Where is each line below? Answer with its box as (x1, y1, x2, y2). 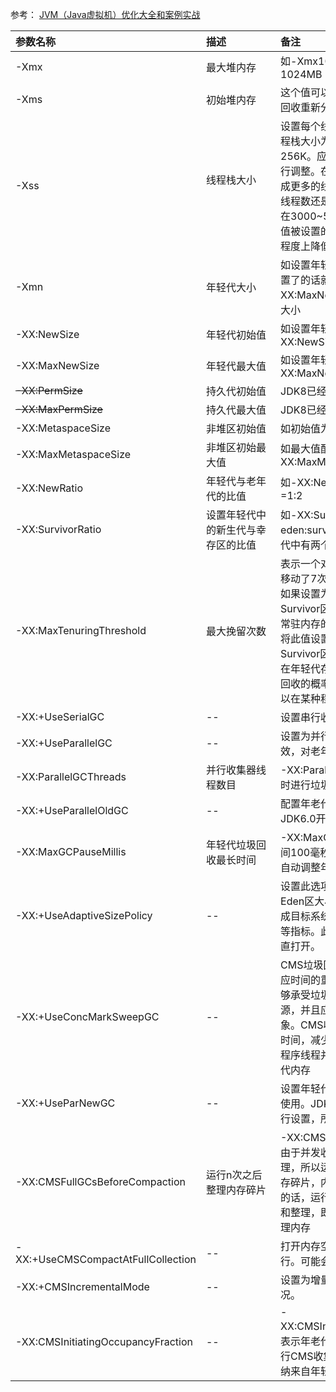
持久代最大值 (205, 403, 267, 417)
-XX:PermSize (15, 384, 83, 397)
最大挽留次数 (205, 624, 267, 638)
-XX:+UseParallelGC (15, 736, 113, 750)
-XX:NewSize (15, 328, 80, 341)
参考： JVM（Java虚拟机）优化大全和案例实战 (10, 9, 201, 20)
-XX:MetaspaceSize (15, 421, 111, 435)
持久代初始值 (205, 384, 267, 398)
